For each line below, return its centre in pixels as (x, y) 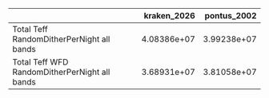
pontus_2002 (231, 16)
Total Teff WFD (40, 62)
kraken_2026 (169, 16)
